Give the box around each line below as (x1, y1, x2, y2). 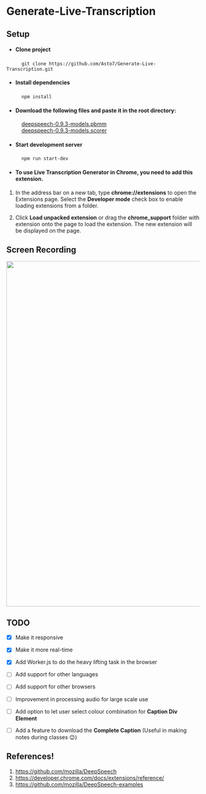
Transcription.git (6, 66, 53, 72)
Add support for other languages (15, 671, 99, 678)
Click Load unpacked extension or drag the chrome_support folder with (15, 214, 200, 221)
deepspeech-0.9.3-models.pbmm (21, 120, 107, 128)
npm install (21, 93, 52, 99)
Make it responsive (15, 634, 64, 641)
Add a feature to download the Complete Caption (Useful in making (15, 726, 187, 734)
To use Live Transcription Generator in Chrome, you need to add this (15, 168, 193, 176)
